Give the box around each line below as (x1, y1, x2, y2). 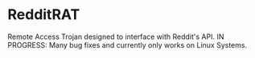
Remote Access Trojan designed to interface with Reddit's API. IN (7, 32, 224, 41)
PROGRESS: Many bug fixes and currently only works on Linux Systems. (7, 40, 247, 49)
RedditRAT (7, 6, 80, 24)
